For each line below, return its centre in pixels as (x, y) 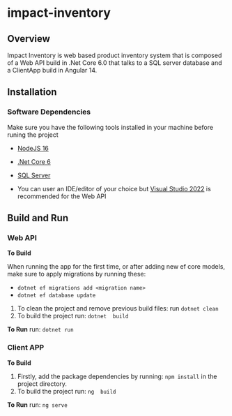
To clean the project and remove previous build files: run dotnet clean (118, 309)
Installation (32, 92)
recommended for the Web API (62, 196)
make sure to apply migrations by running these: (77, 274)
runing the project (33, 135)
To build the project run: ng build (67, 391)
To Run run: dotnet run (41, 329)
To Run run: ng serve (37, 404)
